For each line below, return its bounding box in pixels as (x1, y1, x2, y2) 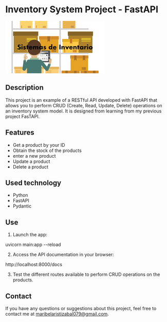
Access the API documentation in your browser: (12, 252, 114, 258)
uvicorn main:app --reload (5, 241, 61, 248)
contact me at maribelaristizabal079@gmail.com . (5, 311, 109, 317)
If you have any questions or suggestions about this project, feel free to (5, 306, 157, 311)
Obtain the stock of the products (12, 147, 82, 154)
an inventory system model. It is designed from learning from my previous (5, 108, 162, 114)
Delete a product (12, 163, 49, 170)
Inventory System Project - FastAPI (5, 4, 158, 15)
